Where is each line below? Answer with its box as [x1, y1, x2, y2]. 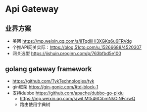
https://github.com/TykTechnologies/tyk [12, 78, 95, 84]
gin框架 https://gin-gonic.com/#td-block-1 [12, 84, 98, 89]
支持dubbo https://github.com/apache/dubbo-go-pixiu [12, 90, 124, 96]
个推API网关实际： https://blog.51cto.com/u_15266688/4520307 [12, 44, 142, 50]
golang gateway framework [5, 65, 92, 73]
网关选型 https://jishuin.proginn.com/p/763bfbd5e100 [12, 51, 121, 56]
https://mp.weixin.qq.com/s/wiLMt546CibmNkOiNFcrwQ [19, 95, 136, 101]
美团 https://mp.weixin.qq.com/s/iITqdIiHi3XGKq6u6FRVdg [12, 38, 132, 44]
